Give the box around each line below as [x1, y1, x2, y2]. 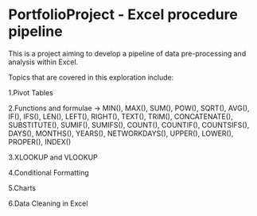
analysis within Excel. [8, 57, 79, 67]
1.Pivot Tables [8, 87, 53, 97]
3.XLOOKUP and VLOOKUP [8, 152, 98, 162]
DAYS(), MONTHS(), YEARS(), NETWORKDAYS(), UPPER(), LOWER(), [8, 129, 234, 138]
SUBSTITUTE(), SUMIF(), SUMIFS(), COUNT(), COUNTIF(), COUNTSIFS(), [8, 120, 250, 129]
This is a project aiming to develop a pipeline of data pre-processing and [8, 48, 247, 58]
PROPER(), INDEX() [8, 137, 72, 146]
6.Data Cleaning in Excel [8, 199, 88, 208]
